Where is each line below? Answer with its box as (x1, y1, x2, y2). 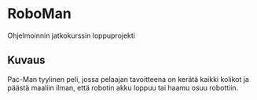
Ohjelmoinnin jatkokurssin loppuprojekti (7, 31, 135, 40)
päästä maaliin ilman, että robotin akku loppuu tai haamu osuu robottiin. (7, 83, 239, 92)
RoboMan (7, 5, 72, 23)
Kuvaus (7, 54, 46, 67)
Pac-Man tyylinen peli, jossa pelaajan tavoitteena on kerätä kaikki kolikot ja (7, 74, 249, 83)
